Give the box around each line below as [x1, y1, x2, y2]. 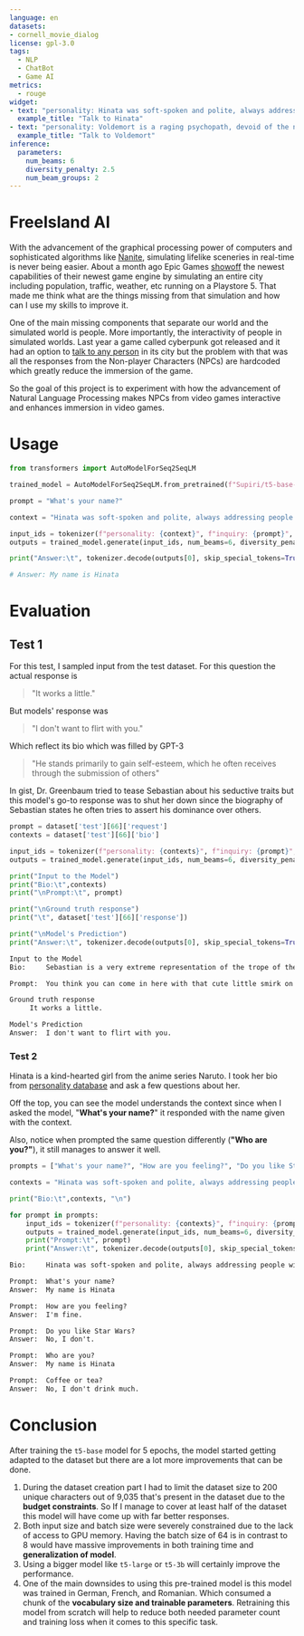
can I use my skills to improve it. [9, 300, 128, 311]
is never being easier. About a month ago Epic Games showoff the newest [9, 262, 285, 273]
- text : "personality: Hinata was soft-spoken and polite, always [9, 106, 265, 115]
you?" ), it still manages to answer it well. [9, 1144, 161, 1155]
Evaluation [9, 601, 91, 621]
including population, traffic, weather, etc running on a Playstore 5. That [9, 281, 277, 292]
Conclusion [9, 1414, 98, 1435]
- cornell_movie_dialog [9, 30, 100, 39]
